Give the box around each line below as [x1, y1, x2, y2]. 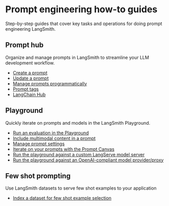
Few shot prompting [5, 171, 71, 180]
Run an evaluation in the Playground [12, 129, 89, 136]
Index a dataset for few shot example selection [12, 195, 112, 201]
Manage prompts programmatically [12, 80, 87, 86]
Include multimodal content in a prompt [12, 135, 96, 141]
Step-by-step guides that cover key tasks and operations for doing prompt [5, 20, 162, 27]
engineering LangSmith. [5, 26, 56, 32]
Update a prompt [12, 75, 49, 81]
